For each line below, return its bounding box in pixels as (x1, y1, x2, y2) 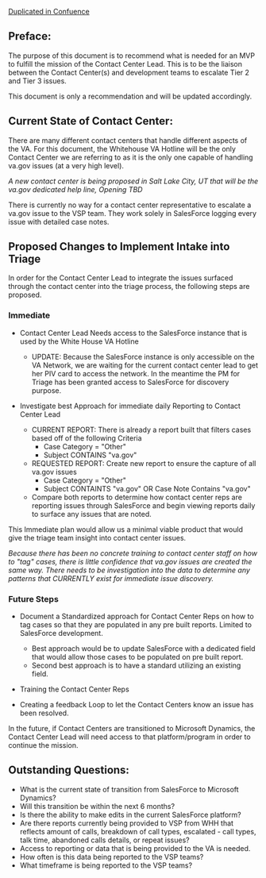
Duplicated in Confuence (8, 7, 90, 16)
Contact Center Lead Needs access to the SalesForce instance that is (19, 328, 248, 337)
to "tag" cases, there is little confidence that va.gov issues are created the (8, 556, 253, 566)
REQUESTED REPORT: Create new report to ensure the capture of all (31, 458, 256, 468)
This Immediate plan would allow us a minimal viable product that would (8, 524, 244, 534)
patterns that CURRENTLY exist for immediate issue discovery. (8, 573, 214, 583)
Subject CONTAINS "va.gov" (43, 450, 137, 460)
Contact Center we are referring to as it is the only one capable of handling (8, 152, 253, 162)
